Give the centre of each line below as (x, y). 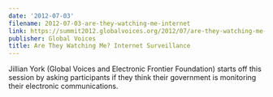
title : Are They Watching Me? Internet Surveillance (100, 46)
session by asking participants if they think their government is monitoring (132, 78)
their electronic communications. (63, 86)
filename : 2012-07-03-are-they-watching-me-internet (100, 23)
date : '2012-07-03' (41, 16)
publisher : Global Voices (52, 38)
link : (17, 31)
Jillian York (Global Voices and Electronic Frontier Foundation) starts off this (135, 69)
